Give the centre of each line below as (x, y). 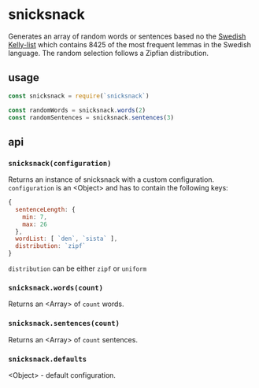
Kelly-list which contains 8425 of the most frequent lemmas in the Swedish (130, 44)
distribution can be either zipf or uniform (78, 268)
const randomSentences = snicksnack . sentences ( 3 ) (91, 117)
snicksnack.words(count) (56, 288)
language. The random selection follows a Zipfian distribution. (108, 53)
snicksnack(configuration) (60, 163)
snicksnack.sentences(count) (64, 323)
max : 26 (35, 224)
